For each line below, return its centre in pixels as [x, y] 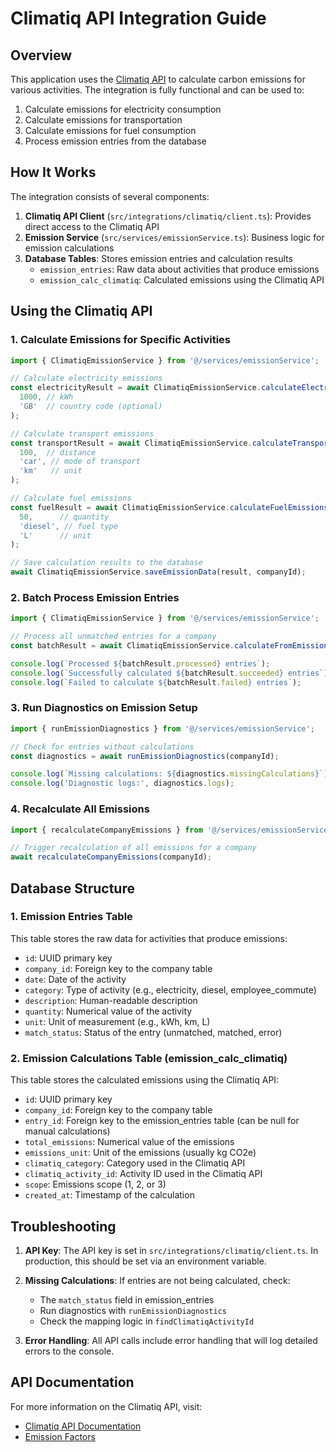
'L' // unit [55, 535]
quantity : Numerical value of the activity [108, 1011]
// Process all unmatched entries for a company [113, 637]
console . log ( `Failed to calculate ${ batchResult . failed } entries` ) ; [156, 682]
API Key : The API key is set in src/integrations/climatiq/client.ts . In [171, 1250]
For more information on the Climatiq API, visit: [106, 1406]
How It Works [53, 172]
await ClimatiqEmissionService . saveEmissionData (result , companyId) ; [158, 572]
